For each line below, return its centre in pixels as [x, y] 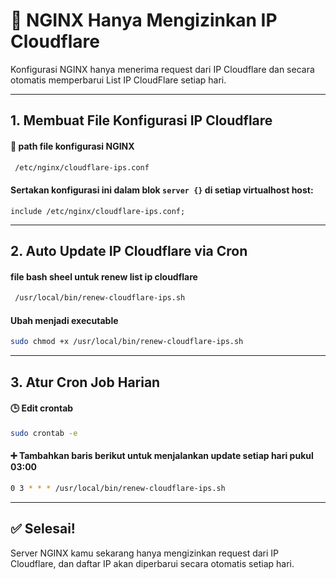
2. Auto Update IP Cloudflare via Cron [129, 251]
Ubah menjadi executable [64, 320]
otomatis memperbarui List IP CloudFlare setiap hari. [118, 80]
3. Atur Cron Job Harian [85, 382]
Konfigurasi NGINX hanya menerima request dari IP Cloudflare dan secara [162, 69]
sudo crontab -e [44, 433]
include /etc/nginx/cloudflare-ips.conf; [98, 211]
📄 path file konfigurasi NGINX [72, 146]
